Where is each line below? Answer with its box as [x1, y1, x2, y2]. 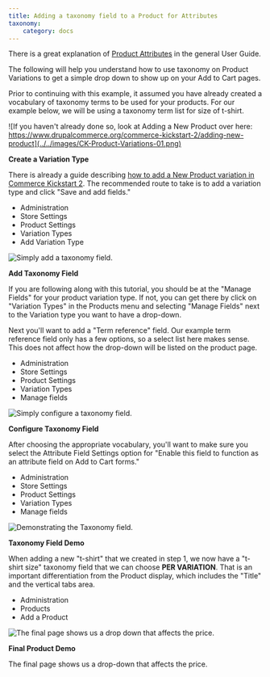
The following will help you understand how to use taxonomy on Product [8, 65, 249, 74]
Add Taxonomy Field [8, 268, 79, 279]
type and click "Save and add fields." [8, 187, 131, 197]
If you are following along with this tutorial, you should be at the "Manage [8, 284, 251, 294]
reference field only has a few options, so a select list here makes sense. [8, 334, 250, 344]
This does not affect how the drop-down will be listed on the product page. [8, 343, 258, 352]
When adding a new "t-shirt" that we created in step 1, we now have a [8, 554, 240, 564]
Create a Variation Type [8, 154, 89, 164]
